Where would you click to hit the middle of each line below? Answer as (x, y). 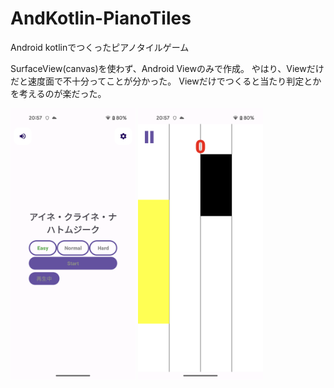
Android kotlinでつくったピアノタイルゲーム (100, 47)
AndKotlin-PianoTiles (101, 18)
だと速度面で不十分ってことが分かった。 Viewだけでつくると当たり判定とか (166, 81)
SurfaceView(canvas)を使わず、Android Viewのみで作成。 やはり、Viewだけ (167, 68)
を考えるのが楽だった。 (58, 93)
